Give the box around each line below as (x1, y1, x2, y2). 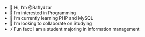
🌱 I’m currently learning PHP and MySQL (9, 15, 93, 21)
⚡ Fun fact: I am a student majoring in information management (9, 26, 140, 32)
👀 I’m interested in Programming (9, 10, 76, 16)
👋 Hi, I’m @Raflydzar (9, 5, 52, 10)
